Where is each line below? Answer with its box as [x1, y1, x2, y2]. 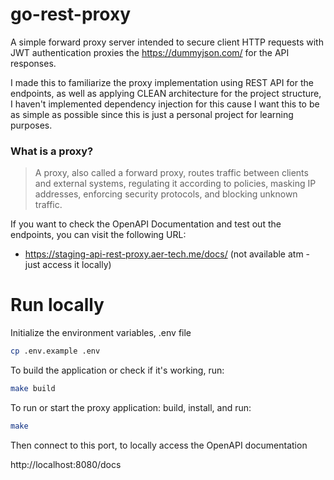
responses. [10, 57, 57, 69]
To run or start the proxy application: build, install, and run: [10, 401, 252, 413]
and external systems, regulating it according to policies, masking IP [34, 178, 317, 190]
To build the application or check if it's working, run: [10, 364, 225, 377]
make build [10, 384, 56, 394]
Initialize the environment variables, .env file [10, 327, 192, 339]
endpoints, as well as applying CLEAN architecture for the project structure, [10, 87, 322, 99]
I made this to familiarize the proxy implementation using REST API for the [10, 76, 314, 88]
